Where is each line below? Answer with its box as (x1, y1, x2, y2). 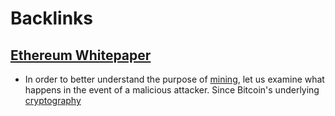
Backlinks (10, 7, 94, 30)
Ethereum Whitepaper (10, 47, 152, 64)
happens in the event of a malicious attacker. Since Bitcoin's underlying (24, 84, 320, 96)
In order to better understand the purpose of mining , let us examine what (24, 73, 325, 85)
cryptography (24, 95, 82, 106)
